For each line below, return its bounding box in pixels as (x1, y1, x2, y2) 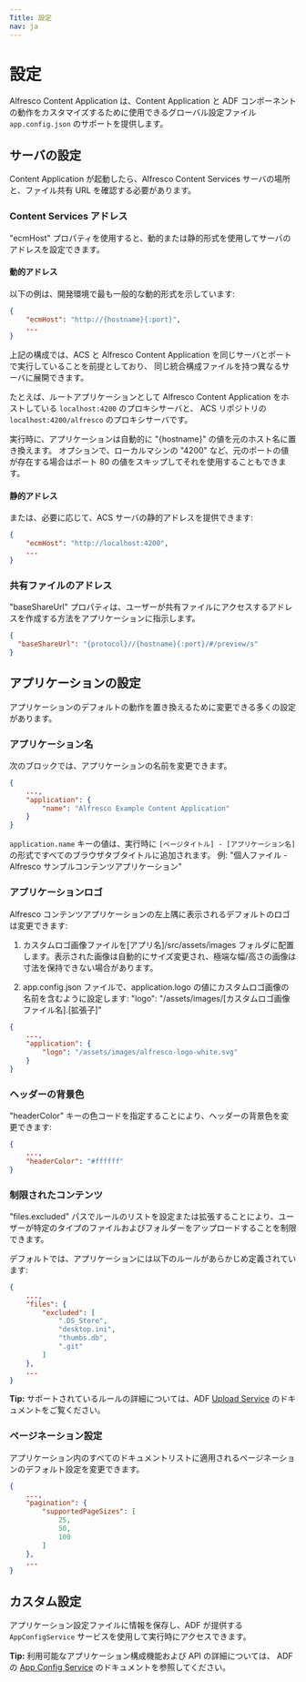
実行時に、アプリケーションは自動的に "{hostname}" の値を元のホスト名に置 (9, 433, 297, 444)
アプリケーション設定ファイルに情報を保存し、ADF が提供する (9, 1620, 243, 1631)
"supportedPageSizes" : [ (42, 1507, 137, 1516)
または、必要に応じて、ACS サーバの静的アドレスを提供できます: (9, 512, 253, 524)
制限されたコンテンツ (9, 1188, 103, 1201)
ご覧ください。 (48, 1404, 106, 1416)
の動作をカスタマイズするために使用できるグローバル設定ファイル (9, 107, 257, 118)
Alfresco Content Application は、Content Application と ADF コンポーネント (9, 96, 297, 107)
